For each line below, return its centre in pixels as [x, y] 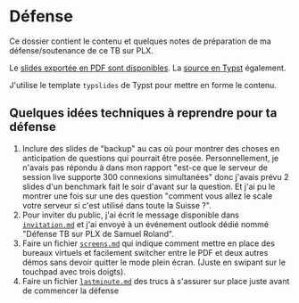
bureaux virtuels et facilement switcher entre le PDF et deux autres [145, 252]
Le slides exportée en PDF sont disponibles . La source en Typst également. [148, 68]
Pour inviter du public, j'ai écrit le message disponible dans [130, 215]
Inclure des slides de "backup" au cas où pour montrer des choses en [150, 148]
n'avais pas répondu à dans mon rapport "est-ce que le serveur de [145, 168]
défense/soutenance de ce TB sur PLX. [81, 50]
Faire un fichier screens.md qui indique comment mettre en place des [148, 243]
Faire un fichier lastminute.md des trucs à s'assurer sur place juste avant [156, 281]
